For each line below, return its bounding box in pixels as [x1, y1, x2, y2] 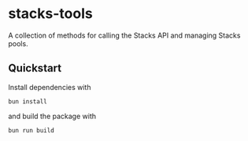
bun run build [8, 126, 55, 134]
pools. [8, 38, 29, 48]
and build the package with [8, 111, 97, 121]
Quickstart [8, 62, 62, 75]
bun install [8, 97, 47, 106]
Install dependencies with [8, 82, 91, 92]
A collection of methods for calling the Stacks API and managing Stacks [8, 31, 241, 40]
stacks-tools [8, 5, 93, 23]
